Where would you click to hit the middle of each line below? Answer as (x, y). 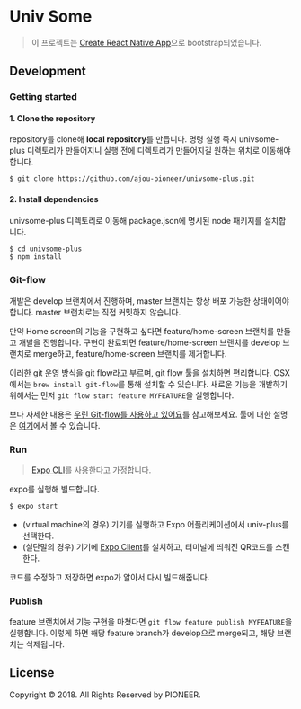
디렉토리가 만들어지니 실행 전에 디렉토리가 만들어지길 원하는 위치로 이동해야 (159, 151)
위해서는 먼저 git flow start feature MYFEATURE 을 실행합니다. (122, 395)
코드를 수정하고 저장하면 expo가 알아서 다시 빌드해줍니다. (110, 577)
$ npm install (36, 257)
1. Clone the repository (53, 118)
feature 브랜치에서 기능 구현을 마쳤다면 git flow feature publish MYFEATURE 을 (151, 622)
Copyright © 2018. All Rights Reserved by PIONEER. (105, 695)
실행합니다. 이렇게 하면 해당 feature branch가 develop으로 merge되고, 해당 (142, 633)
